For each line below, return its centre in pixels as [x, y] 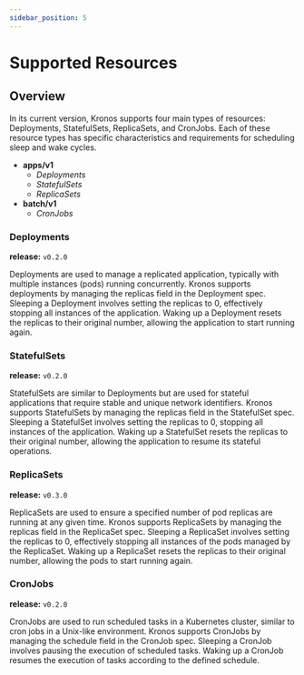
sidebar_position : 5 [49, 18]
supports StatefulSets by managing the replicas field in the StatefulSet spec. [152, 413]
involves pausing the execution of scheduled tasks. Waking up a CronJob [147, 650]
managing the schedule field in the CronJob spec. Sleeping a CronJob [141, 640]
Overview [38, 96]
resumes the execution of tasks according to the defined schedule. [135, 660]
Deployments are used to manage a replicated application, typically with [144, 274]
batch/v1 [39, 203]
